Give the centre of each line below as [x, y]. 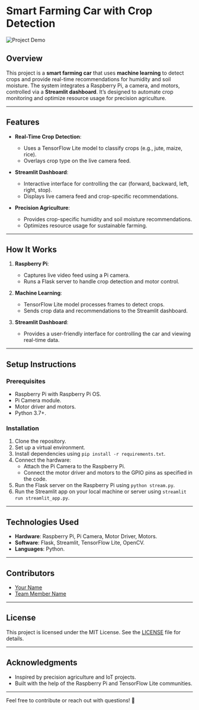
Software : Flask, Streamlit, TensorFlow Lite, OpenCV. [80, 543]
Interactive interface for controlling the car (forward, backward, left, [106, 183]
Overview [25, 58]
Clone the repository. [40, 441]
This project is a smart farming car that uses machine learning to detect [95, 73]
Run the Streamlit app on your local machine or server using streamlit [100, 492]
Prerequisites [26, 381]
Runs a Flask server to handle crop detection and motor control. [101, 282]
